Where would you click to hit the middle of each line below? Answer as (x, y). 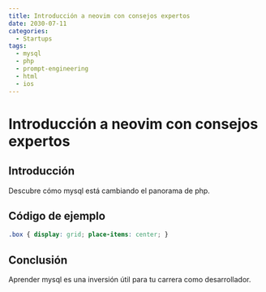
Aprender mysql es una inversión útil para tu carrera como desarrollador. (130, 279)
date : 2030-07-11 (38, 24)
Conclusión (38, 260)
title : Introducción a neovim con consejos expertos (99, 16)
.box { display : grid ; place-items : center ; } (88, 235)
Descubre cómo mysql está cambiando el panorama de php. (109, 191)
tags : (17, 46)
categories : (28, 31)
